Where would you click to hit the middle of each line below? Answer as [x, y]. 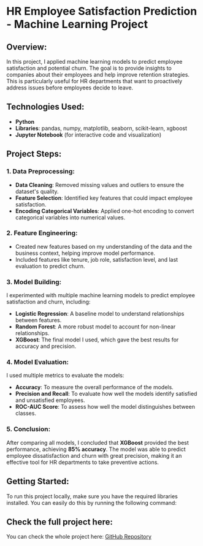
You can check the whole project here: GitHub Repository [79, 537]
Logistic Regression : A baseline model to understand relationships [100, 314]
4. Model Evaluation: [38, 362]
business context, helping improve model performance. [85, 253]
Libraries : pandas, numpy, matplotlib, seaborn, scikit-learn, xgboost [101, 128]
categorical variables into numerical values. [70, 217]
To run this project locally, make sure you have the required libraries [92, 496]
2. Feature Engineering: [42, 233]
